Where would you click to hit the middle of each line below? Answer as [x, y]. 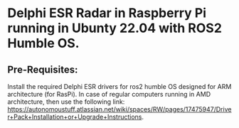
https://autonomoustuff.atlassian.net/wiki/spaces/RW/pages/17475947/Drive [119, 109]
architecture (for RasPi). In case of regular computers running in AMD [109, 94]
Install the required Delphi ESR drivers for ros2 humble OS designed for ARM [119, 86]
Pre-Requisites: [43, 69]
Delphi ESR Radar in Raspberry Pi [107, 13]
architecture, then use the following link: [66, 102]
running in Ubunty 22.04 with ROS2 [115, 28]
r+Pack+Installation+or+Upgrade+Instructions [75, 117]
